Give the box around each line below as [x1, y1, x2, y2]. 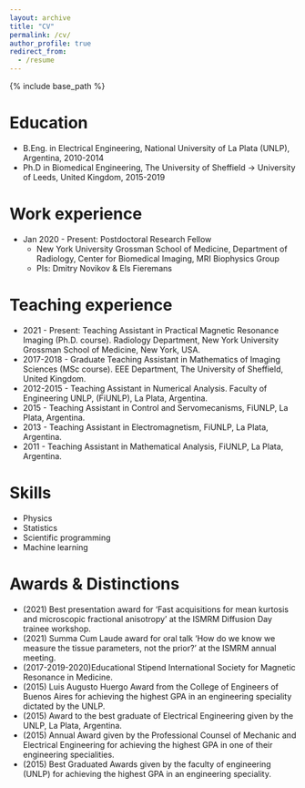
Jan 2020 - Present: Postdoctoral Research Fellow [22, 233, 212, 244]
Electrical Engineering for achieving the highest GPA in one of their [22, 739, 273, 750]
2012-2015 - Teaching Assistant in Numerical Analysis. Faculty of [22, 383, 268, 394]
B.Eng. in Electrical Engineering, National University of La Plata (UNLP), [22, 142, 290, 153]
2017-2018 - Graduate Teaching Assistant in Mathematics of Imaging [22, 353, 280, 364]
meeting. [22, 652, 56, 663]
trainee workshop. [22, 623, 91, 634]
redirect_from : [9, 47, 67, 56]
